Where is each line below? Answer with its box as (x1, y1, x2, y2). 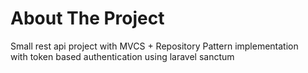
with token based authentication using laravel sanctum (10, 50, 235, 62)
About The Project (10, 7, 165, 30)
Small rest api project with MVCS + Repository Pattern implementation (10, 40, 299, 52)
